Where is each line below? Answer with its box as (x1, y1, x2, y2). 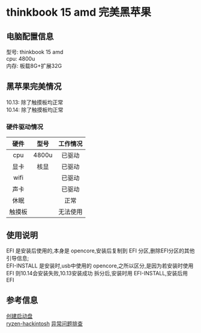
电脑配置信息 (6, 31, 54, 41)
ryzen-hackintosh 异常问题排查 (6, 320, 83, 327)
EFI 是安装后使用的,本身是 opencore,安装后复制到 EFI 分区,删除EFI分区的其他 (6, 247, 195, 254)
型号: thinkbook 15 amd (6, 49, 64, 55)
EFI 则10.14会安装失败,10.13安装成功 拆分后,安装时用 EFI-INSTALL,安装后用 (6, 269, 188, 276)
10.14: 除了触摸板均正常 (6, 106, 64, 113)
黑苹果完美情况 (6, 82, 62, 92)
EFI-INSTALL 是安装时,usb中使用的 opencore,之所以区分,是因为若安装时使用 (6, 262, 194, 269)
